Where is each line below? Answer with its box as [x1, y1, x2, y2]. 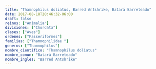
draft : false [5, 16, 32, 21]
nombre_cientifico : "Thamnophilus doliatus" [5, 48, 97, 52]
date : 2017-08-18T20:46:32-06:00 [5, 12, 73, 17]
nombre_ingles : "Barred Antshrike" [5, 57, 78, 62]
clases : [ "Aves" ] [5, 30, 40, 34]
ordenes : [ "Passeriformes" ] [5, 34, 62, 39]
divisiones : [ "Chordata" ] [5, 25, 58, 30]
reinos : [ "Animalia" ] [5, 20, 49, 26]
